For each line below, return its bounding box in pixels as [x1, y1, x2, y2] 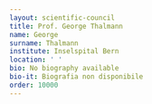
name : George [9, 30, 59, 39]
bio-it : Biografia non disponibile [9, 72, 144, 81]
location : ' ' [9, 55, 63, 64]
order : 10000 [9, 80, 59, 90]
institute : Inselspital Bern [9, 47, 119, 56]
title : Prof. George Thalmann [9, 22, 124, 31]
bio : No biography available [9, 64, 119, 73]
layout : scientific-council [9, 13, 116, 23]
